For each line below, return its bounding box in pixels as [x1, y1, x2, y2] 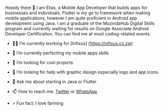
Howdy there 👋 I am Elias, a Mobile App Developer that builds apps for [5, 5, 148, 10]
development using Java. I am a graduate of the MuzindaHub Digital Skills [5, 20, 155, 26]
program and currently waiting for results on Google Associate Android [5, 26, 149, 32]
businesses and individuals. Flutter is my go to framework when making [5, 10, 151, 16]
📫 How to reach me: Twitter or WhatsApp [12, 89, 98, 94]
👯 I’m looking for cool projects [12, 60, 73, 65]
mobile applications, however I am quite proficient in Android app [5, 15, 137, 21]
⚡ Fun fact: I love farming [12, 100, 64, 106]
